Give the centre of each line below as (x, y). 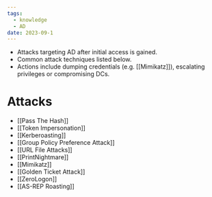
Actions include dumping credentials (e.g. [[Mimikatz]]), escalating (111, 67)
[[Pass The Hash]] (43, 121)
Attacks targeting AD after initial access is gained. (87, 52)
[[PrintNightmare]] (43, 157)
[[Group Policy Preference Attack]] (66, 143)
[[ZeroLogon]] (37, 179)
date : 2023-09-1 (30, 33)
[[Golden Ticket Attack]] (51, 172)
